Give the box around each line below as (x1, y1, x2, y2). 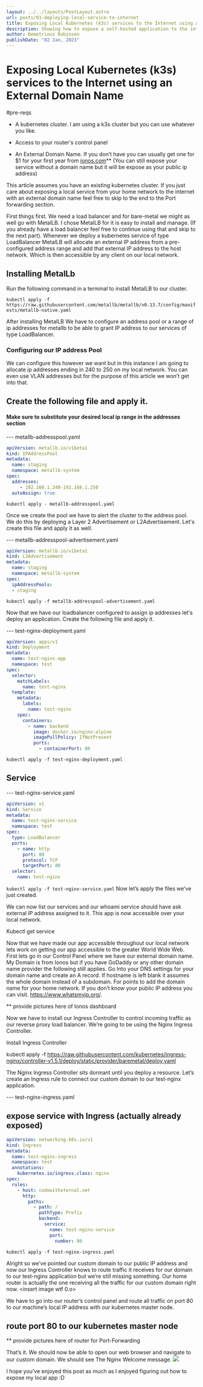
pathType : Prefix (38, 1210, 83, 1216)
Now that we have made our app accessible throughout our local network (6, 939, 189, 947)
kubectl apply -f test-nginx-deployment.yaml (6, 756, 123, 763)
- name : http (17, 846, 50, 852)
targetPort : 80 (22, 862, 61, 869)
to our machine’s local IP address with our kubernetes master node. (6, 1303, 174, 1311)
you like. (14, 127, 36, 134)
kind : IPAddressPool (6, 451, 59, 457)
